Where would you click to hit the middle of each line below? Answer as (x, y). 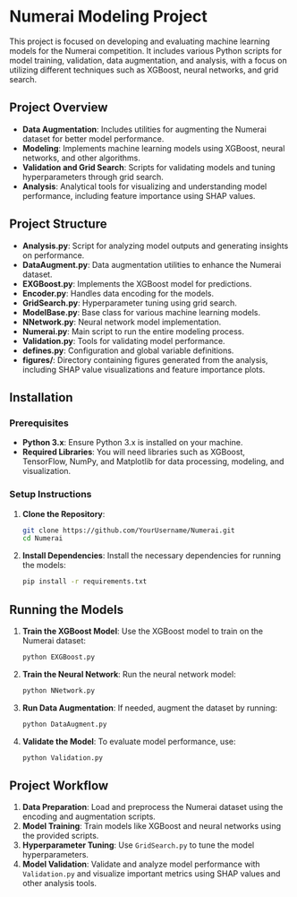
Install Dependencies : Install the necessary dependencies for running (152, 556)
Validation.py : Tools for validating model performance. (123, 341)
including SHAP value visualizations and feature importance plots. (144, 369)
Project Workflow (59, 785)
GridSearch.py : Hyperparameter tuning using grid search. (129, 303)
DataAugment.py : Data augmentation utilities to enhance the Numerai (152, 264)
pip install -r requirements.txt (85, 582)
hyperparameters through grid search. (93, 177)
